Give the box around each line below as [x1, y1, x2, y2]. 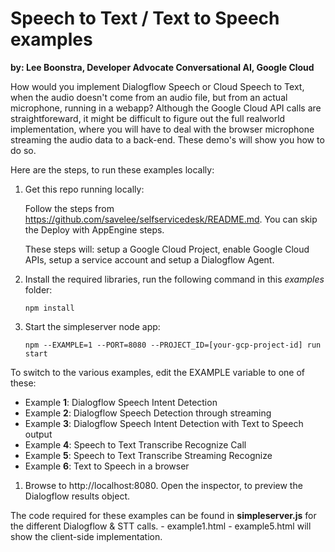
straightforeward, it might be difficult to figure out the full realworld [10, 112, 286, 124]
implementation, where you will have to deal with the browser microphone [10, 123, 315, 135]
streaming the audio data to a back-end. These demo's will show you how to [10, 133, 325, 146]
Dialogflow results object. [24, 490, 130, 502]
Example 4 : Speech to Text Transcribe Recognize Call [24, 438, 247, 451]
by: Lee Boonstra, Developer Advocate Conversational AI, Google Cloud [10, 61, 315, 73]
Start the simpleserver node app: [24, 320, 161, 332]
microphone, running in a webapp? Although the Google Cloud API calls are [10, 102, 322, 114]
